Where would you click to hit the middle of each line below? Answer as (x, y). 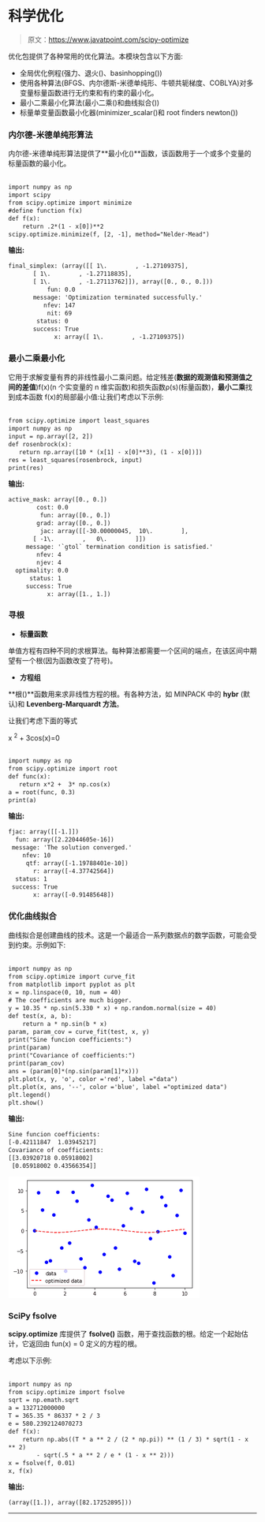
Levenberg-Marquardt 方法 (71, 703)
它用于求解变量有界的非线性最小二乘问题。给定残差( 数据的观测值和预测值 (127, 377)
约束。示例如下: (40, 945)
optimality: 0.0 (42, 570)
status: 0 (52, 321)
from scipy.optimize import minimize (70, 203)
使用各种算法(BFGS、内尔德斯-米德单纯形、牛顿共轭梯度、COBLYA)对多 (136, 83)
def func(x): (30, 777)
